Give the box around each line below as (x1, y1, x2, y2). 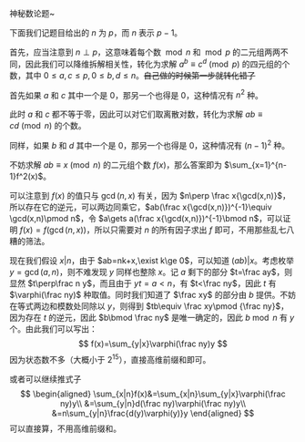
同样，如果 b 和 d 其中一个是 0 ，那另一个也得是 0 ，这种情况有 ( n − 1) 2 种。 (9, 139, 290, 150)
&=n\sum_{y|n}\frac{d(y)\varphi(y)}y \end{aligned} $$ (51, 407, 255, 418)
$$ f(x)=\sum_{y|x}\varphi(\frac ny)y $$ (78, 338, 228, 349)
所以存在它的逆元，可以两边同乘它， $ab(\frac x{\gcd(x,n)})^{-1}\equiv (9, 201, 272, 212)
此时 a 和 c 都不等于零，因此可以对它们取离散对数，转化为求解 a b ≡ (9, 108, 263, 120)
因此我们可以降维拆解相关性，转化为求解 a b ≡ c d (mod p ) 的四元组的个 (25, 57, 290, 69)
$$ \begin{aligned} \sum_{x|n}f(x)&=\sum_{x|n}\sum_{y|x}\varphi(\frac (20, 388, 286, 399)
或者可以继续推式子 (9, 373, 82, 385)
